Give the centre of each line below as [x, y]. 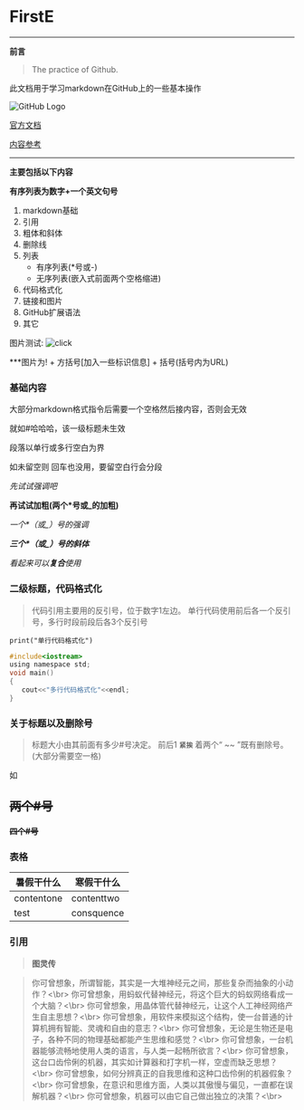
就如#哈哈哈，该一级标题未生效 [67, 428]
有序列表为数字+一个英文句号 [64, 191]
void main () [32, 673]
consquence [98, 914]
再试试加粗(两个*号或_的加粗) [64, 505]
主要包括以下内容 [41, 172]
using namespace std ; [50, 665]
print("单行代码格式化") [51, 640]
